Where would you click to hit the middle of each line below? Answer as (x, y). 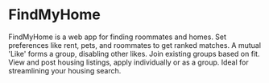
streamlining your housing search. (65, 70)
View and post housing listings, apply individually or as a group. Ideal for (128, 62)
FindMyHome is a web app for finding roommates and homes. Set (118, 37)
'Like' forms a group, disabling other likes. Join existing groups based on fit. (134, 53)
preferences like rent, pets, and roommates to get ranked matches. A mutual (135, 45)
